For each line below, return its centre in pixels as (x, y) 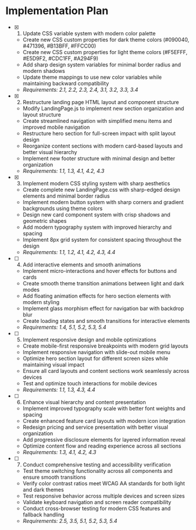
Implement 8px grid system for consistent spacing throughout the (102, 239)
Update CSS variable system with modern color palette (89, 33)
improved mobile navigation (56, 127)
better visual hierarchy (50, 152)
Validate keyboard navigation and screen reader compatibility (97, 502)
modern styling (41, 302)
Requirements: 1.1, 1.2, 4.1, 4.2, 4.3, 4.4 (69, 252)
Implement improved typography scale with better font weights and (104, 408)
